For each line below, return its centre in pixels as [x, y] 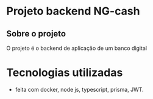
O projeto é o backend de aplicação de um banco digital [77, 48]
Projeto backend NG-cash [73, 11]
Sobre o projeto [36, 34]
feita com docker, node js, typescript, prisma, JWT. [80, 89]
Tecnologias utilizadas [65, 73]
